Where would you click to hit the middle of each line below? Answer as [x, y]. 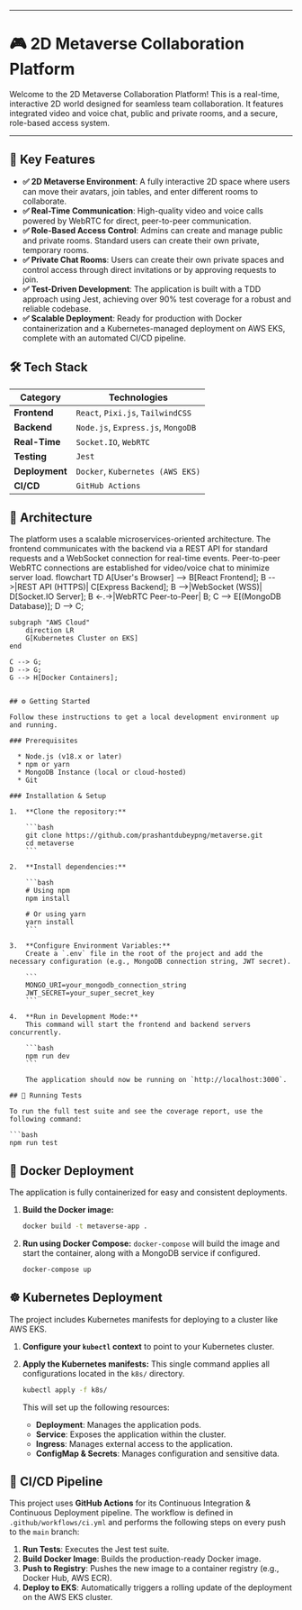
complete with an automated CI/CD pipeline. [104, 338]
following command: [46, 1119]
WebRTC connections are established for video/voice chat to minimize [139, 568]
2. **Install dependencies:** [68, 867]
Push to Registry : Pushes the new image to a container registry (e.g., [151, 1569]
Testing [31, 456]
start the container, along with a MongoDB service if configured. [141, 1253]
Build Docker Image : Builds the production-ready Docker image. [142, 1559]
